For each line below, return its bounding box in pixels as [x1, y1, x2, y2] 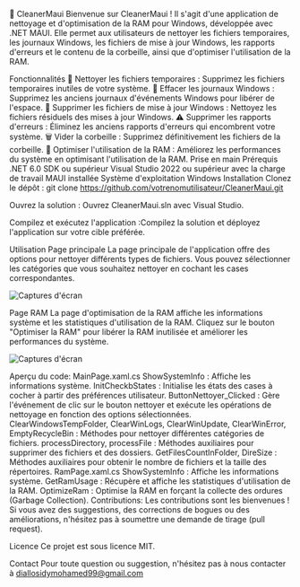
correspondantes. [9, 273, 75, 283]
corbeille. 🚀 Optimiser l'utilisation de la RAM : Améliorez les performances [9, 145, 281, 154]
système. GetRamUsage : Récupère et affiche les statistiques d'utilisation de [9, 476, 291, 486]
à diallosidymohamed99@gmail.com [9, 568, 143, 578]
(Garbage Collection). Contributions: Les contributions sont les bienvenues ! [9, 495, 290, 505]
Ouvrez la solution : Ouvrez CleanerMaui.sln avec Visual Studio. [9, 200, 244, 210]
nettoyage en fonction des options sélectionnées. [9, 409, 193, 419]
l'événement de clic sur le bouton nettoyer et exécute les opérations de [9, 399, 271, 410]
